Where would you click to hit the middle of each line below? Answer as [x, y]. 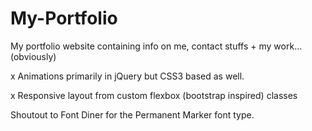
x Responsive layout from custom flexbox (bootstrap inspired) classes [154, 95]
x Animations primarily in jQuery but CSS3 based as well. [127, 76]
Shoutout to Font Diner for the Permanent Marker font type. [132, 114]
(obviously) [33, 56]
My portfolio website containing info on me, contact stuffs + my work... [156, 46]
